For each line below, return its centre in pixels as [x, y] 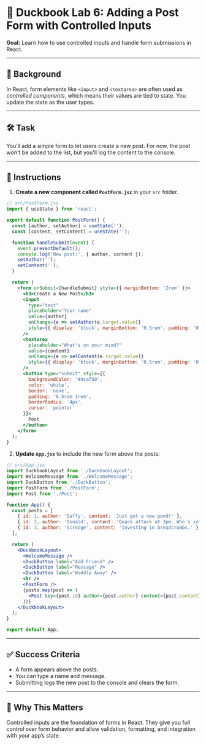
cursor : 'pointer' [52, 408]
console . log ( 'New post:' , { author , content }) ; [81, 254]
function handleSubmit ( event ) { [53, 243]
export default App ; [33, 630]
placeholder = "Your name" [60, 311]
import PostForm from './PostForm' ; [53, 488]
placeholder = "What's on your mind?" [75, 345]
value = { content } [49, 351]
